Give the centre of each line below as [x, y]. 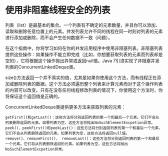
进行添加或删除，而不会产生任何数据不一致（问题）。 [59, 37]
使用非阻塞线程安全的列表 [58, 10]
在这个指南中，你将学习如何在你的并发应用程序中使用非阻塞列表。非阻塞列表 [84, 48]
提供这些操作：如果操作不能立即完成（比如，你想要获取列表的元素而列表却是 [84, 54]
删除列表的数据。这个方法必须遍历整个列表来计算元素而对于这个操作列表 [88, 83]
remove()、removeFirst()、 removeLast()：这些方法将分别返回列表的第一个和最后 [82, 138]
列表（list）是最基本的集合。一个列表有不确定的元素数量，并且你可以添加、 [82, 25]
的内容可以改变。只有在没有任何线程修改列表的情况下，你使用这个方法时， [82, 90]
